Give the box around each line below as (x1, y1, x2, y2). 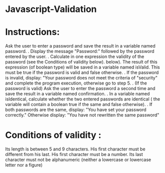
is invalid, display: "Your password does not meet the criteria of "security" (5, 75, 157, 81)
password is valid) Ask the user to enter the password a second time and (5, 85, 155, 91)
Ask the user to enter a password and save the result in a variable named (5, 43, 156, 49)
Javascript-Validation (5, 3, 97, 15)
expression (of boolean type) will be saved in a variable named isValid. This (5, 64, 160, 70)
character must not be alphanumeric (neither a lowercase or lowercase (5, 156, 151, 163)
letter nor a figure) (5, 162, 43, 168)
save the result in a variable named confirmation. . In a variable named (5, 91, 150, 97)
